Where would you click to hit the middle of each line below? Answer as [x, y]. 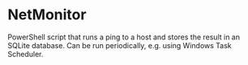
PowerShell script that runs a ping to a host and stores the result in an [124, 37]
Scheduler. [26, 54]
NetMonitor [47, 15]
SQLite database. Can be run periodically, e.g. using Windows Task [120, 45]
